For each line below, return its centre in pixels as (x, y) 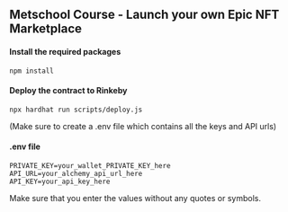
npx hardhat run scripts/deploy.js (76, 110)
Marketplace (46, 29)
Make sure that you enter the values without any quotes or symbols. (135, 198)
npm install (31, 71)
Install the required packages (65, 51)
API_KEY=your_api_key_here (60, 181)
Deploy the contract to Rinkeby (68, 91)
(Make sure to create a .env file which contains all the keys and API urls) (143, 126)
